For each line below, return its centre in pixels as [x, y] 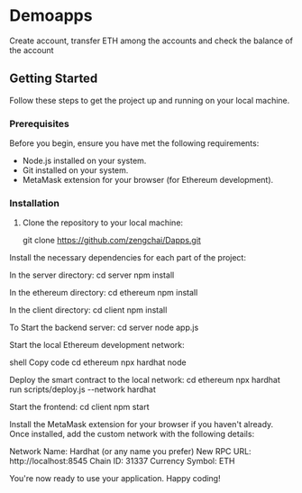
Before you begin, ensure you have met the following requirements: [134, 143]
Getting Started [54, 79]
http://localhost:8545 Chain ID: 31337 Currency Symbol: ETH [122, 461]
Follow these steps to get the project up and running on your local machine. [150, 100]
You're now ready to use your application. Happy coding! [115, 479]
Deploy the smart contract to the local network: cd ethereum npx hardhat [145, 380]
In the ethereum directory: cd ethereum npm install [104, 293]
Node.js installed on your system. [84, 161]
